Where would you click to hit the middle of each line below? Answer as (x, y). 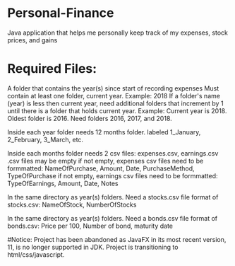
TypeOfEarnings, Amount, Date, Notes (63, 183)
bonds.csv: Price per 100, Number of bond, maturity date (90, 226)
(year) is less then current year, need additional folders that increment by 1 (115, 103)
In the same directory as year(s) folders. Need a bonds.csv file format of (113, 218)
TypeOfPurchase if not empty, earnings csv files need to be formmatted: (113, 175)
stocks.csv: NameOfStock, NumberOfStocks (72, 204)
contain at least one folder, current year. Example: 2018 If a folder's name (114, 96)
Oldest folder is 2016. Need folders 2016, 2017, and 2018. (90, 118)
